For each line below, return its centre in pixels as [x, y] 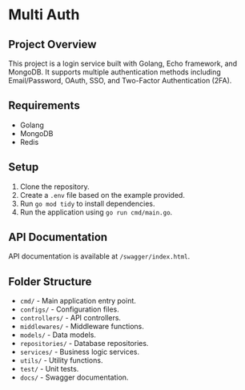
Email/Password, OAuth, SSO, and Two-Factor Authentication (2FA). [120, 80]
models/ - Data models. [58, 335]
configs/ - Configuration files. [69, 309]
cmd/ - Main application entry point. [78, 301]
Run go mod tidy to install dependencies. [87, 203]
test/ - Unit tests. [49, 369]
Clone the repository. [54, 187]
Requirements [44, 106]
